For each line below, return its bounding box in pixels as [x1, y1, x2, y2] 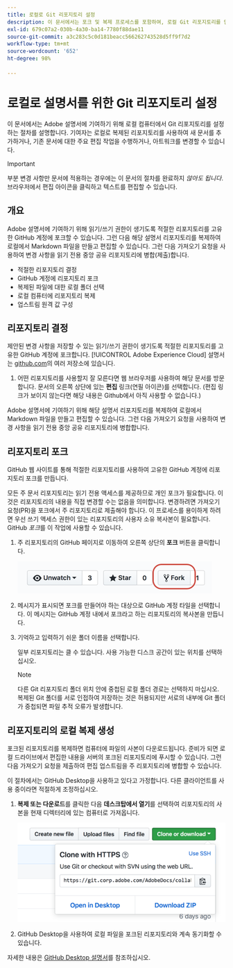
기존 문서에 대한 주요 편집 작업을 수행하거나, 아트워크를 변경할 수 [33, 137, 207, 145]
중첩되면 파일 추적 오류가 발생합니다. [24, 702, 123, 711]
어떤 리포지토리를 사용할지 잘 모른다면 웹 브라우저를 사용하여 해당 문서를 [17, 374, 212, 382]
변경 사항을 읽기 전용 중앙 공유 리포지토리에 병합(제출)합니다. [25, 251, 189, 259]
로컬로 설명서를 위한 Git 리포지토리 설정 [7, 95, 218, 111]
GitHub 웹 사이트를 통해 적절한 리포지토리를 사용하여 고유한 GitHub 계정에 [7, 466, 208, 474]
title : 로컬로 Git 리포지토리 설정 [7, 11, 96, 18]
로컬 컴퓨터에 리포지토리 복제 [17, 291, 96, 300]
